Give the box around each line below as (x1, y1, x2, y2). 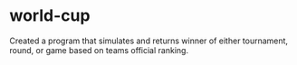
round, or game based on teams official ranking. (9, 44, 188, 55)
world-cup (9, 5, 91, 26)
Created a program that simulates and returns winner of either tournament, (9, 35, 288, 46)
